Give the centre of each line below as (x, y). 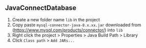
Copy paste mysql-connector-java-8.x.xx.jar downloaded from (77, 25)
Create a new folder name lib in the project (56, 19)
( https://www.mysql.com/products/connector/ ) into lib (67, 30)
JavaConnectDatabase (41, 8)
